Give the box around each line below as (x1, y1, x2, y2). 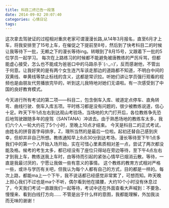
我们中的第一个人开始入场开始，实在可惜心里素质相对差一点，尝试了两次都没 (5, 141, 164, 147)
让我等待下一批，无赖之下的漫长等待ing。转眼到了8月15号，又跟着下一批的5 (5, 48, 162, 54)
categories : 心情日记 (5, 17, 48, 22)
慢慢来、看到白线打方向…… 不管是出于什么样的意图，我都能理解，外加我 (5, 191, 155, 197)
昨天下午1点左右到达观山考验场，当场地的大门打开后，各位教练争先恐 (18, 109, 161, 116)
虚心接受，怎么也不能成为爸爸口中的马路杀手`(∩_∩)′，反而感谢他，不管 (9, 61, 156, 67)
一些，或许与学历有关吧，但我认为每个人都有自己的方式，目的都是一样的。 (5, 166, 159, 172)
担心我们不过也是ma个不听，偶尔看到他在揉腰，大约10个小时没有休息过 (9, 179, 157, 185)
